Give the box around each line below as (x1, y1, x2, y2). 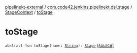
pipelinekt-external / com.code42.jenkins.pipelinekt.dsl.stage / (5, 4, 132, 10)
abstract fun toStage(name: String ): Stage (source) (5, 42, 114, 48)
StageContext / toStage (5, 9, 53, 15)
